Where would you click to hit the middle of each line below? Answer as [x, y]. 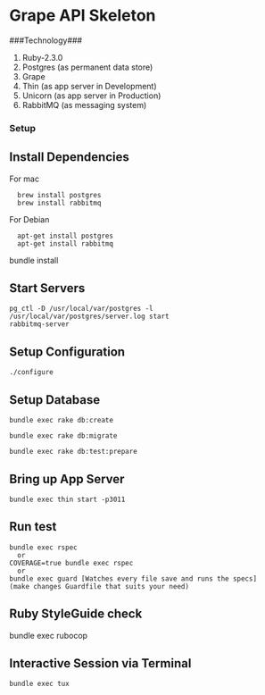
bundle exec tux [39, 684]
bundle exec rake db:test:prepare [74, 452]
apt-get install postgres [66, 236]
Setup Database [55, 400]
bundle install [34, 260]
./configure [31, 373]
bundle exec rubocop [48, 635]
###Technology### [46, 40]
